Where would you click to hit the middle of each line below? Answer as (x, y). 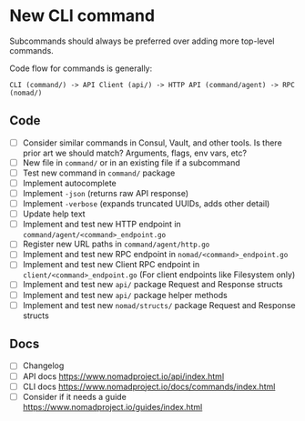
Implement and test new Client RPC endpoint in (111, 265)
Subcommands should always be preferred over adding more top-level (142, 41)
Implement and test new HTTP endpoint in (102, 225)
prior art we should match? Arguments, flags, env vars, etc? (135, 153)
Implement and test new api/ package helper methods (125, 295)
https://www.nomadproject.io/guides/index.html (112, 406)
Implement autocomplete (69, 183)
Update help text (54, 214)
